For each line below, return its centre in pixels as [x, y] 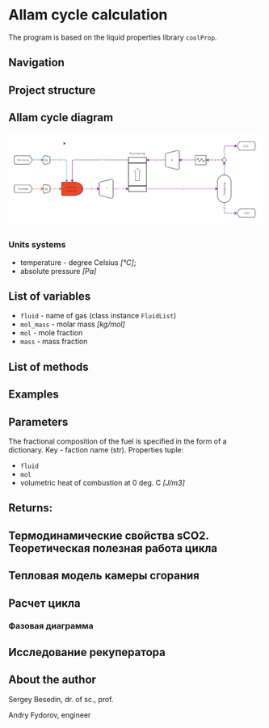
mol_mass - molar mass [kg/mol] [72, 324]
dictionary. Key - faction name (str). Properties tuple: [96, 449]
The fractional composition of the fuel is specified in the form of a [118, 441]
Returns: [31, 508]
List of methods [48, 366]
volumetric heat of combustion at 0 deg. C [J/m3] [103, 482]
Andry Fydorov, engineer [50, 715]
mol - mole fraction [51, 333]
